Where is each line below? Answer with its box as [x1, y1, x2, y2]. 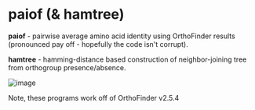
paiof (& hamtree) [8, 5, 125, 23]
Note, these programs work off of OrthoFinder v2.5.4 [8, 93, 180, 102]
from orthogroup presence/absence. [8, 62, 127, 72]
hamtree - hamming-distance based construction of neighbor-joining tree [8, 55, 247, 64]
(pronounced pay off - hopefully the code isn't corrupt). [8, 39, 188, 48]
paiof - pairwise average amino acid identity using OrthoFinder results [8, 31, 235, 41]
